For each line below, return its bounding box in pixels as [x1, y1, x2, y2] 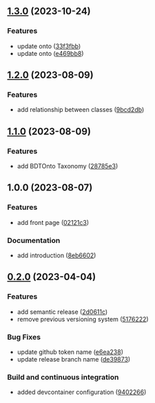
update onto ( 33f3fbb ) [17, 41, 81, 50]
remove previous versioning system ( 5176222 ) [17, 315, 149, 323]
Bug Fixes [7, 332, 41, 342]
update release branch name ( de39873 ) [17, 355, 131, 364]
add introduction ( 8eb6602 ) [17, 251, 96, 259]
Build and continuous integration [7, 372, 119, 382]
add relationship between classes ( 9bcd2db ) [17, 106, 145, 114]
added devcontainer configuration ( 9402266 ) [17, 388, 147, 396]
